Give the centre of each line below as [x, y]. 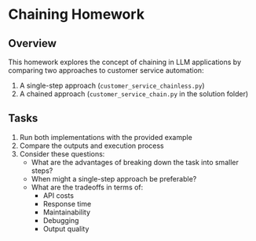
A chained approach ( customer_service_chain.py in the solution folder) [134, 94]
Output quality [66, 228]
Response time [67, 203]
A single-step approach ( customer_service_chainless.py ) [112, 85]
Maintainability [67, 212]
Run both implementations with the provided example [106, 137]
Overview [33, 43]
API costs [59, 195]
